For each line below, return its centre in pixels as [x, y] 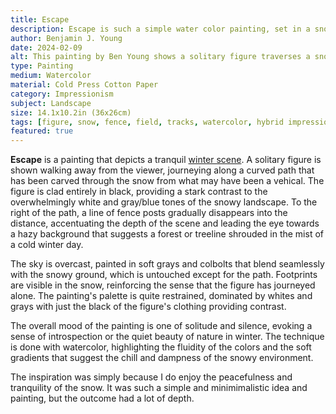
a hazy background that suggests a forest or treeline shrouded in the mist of [167, 234]
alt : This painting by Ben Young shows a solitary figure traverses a [160, 57]
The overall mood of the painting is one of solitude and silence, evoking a [161, 326]
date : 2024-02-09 [46, 47]
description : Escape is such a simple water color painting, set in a [160, 29]
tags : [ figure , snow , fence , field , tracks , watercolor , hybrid [147, 122]
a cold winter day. [47, 245]
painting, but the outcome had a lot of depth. [102, 398]
